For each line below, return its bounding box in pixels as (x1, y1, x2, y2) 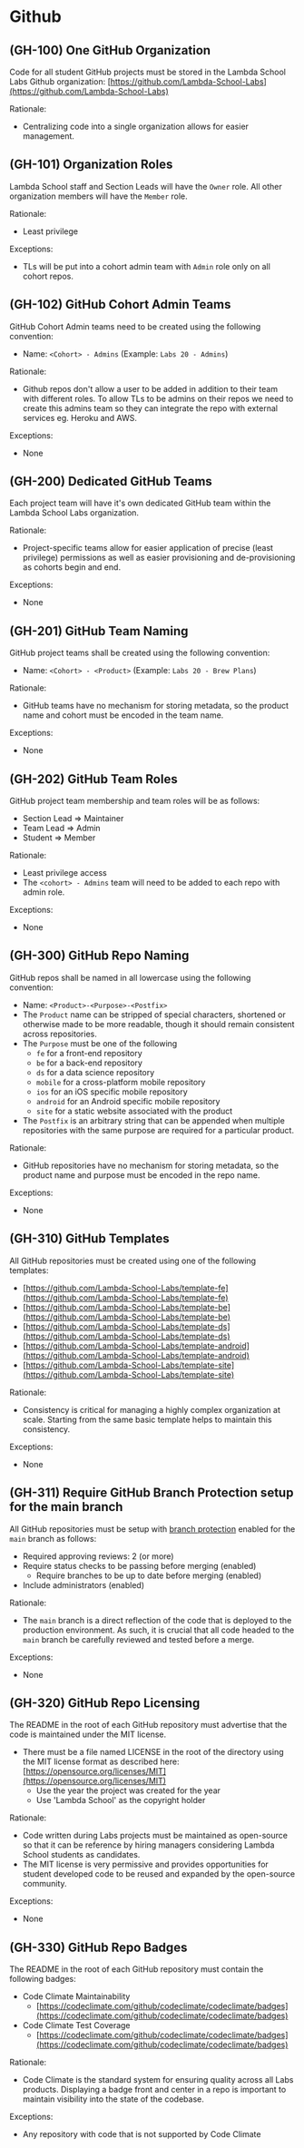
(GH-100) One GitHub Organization (9, 43, 211, 58)
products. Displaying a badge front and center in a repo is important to (22, 2084, 287, 2095)
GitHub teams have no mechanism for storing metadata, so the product (22, 701, 289, 711)
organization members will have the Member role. (9, 191, 188, 201)
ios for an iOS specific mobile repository (35, 1086, 188, 1097)
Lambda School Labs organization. (9, 507, 139, 518)
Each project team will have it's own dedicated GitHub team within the (9, 497, 271, 509)
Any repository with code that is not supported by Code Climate (22, 2129, 261, 2140)
